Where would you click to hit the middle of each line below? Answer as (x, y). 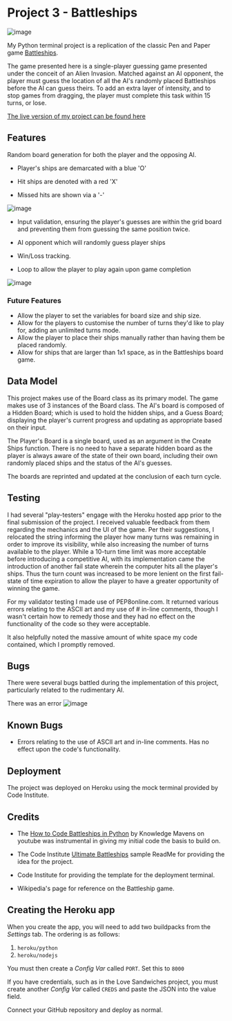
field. (14, 996)
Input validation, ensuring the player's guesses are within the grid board (119, 221)
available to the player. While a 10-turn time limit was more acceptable (107, 551)
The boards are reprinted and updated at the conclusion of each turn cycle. (114, 476)
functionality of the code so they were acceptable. (79, 623)
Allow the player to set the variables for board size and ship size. (109, 315)
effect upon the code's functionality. (69, 749)
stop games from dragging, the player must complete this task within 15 (109, 95)
